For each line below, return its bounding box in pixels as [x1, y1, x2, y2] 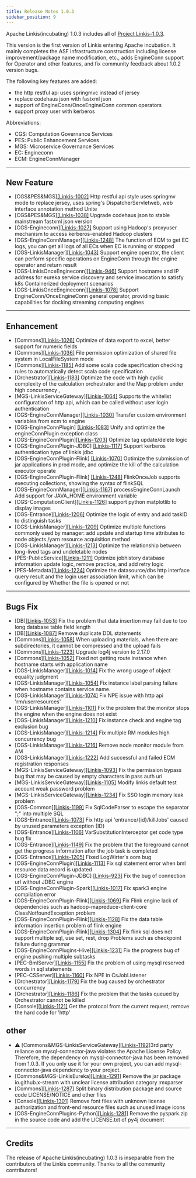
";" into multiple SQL [14, 810, 64, 817]
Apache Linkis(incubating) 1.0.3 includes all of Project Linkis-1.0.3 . [6, 30, 165, 37]
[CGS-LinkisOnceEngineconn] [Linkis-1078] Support [14, 286, 139, 293]
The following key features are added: [6, 77, 97, 85]
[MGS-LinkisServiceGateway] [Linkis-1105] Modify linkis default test [14, 779, 177, 786]
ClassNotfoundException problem [14, 909, 96, 916]
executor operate [14, 468, 57, 475]
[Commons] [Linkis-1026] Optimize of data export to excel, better [14, 337, 170, 344]
